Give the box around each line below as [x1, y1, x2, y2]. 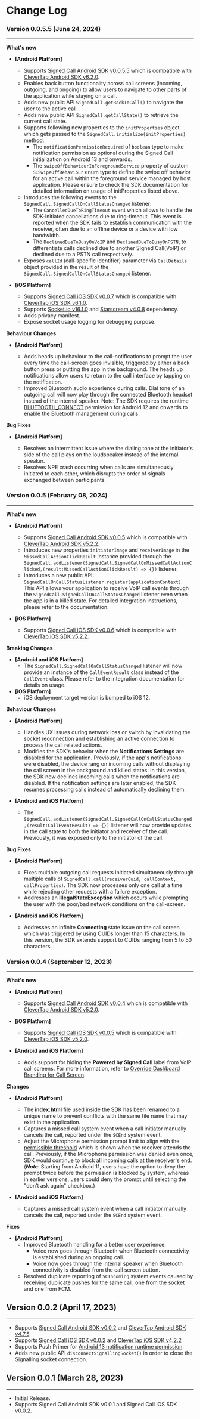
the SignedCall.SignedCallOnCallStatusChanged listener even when [23, 591, 188, 598]
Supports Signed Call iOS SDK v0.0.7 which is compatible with [23, 293, 177, 300]
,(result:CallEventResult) [23, 823, 91, 828]
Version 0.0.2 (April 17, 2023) [6, 1303, 117, 1313]
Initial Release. [14, 1394, 51, 1402]
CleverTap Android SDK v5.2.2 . [23, 540, 100, 547]
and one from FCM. [23, 1285, 71, 1293]
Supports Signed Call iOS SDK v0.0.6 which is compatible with [23, 626, 177, 633]
